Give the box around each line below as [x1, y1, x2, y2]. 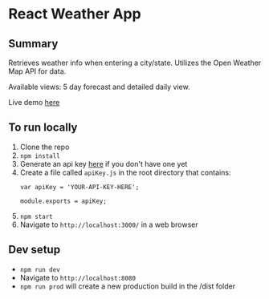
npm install [19, 152, 60, 160]
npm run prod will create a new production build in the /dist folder [19, 281, 235, 291]
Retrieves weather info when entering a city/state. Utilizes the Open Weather [8, 58, 262, 67]
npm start [19, 212, 54, 220]
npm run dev [19, 265, 60, 273]
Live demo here [8, 98, 60, 107]
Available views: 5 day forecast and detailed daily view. [8, 82, 190, 91]
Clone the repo [19, 142, 70, 152]
